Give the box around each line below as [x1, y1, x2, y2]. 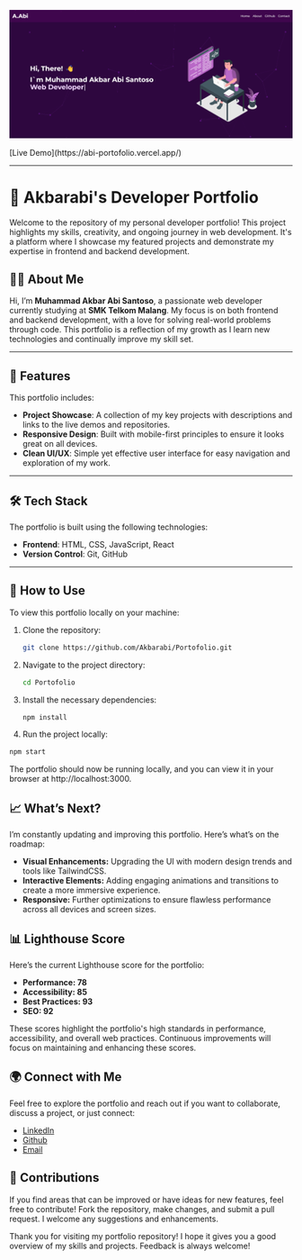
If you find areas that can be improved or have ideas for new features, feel [9, 1194, 285, 1205]
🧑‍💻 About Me [9, 271, 84, 286]
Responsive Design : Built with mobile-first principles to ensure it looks [22, 429, 285, 440]
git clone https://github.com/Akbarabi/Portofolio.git [22, 643, 233, 652]
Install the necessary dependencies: [22, 694, 157, 705]
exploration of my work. [22, 458, 111, 468]
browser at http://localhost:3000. [9, 774, 132, 784]
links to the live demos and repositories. [22, 420, 171, 431]
